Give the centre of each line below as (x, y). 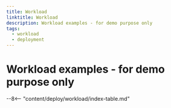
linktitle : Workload (32, 17)
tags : (13, 28)
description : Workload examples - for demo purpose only (79, 23)
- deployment (28, 40)
